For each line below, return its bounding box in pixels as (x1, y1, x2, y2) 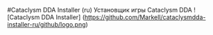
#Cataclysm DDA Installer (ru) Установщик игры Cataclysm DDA (7, 6, 192, 14)
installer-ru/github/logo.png (7, 21, 86, 28)
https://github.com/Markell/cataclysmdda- (84, 13, 206, 21)
